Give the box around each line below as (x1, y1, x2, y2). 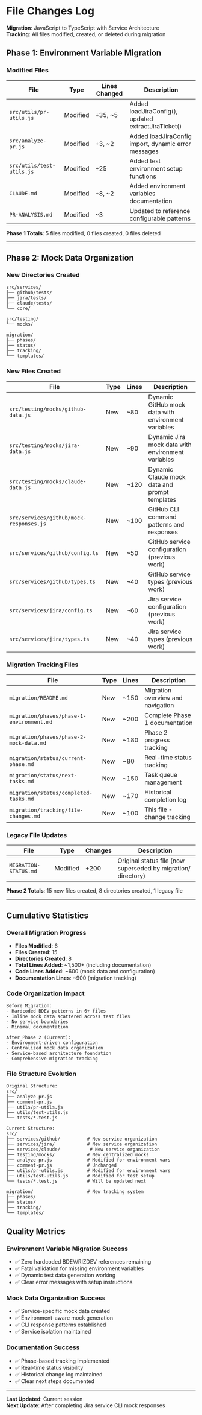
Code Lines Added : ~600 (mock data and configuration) (14, 967, 155, 975)
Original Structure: (6, 1083, 58, 1089)
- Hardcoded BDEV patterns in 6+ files (6, 1008, 106, 1015)
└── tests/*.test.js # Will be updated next (6, 1178, 147, 1185)
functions (129, 172, 156, 180)
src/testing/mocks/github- (9, 405, 87, 413)
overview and (144, 694, 183, 702)
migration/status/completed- (9, 789, 93, 796)
